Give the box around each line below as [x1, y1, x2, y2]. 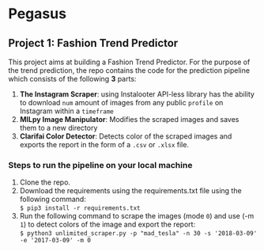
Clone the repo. [19, 177, 71, 187]
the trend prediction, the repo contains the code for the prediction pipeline [8, 66, 251, 75]
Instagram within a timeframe [19, 106, 115, 116]
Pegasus [8, 5, 67, 23]
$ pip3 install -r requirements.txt [19, 204, 141, 212]
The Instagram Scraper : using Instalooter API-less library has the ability [19, 89, 255, 99]
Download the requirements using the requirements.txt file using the [19, 186, 243, 196]
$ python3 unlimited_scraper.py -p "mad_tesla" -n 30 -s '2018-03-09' [19, 230, 258, 238]
